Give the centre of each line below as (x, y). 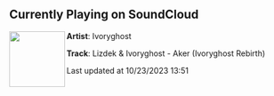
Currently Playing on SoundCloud (104, 15)
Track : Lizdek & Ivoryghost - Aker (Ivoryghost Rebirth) (166, 53)
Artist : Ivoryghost (99, 36)
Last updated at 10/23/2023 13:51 (128, 70)
